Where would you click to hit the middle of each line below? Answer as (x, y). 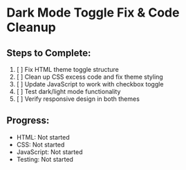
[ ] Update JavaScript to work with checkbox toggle (90, 84)
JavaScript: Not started (50, 152)
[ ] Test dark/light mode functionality (68, 92)
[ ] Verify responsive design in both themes (78, 99)
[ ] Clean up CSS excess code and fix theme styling (90, 77)
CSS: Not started (40, 144)
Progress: (28, 121)
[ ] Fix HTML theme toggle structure (67, 69)
